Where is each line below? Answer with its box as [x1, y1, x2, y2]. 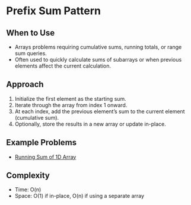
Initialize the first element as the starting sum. [14, 95, 126, 102]
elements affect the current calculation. [14, 62, 112, 69]
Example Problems [6, 137, 77, 148]
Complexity [6, 171, 50, 181]
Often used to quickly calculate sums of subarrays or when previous [14, 56, 182, 63]
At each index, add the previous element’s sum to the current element [14, 108, 185, 115]
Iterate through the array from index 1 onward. [14, 101, 128, 108]
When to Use [6, 28, 55, 38]
